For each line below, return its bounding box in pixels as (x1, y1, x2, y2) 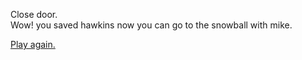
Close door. (10, 9, 58, 20)
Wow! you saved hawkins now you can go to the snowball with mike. (10, 19, 293, 31)
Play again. (10, 39, 56, 50)
